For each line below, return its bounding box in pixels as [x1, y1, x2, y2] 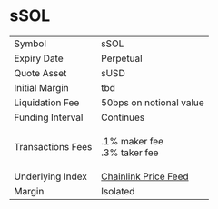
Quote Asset [14, 66, 67, 79]
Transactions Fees [14, 140, 93, 153]
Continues [101, 111, 145, 124]
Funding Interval [14, 111, 84, 124]
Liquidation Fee [14, 96, 80, 109]
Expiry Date [14, 52, 64, 65]
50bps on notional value [101, 96, 204, 109]
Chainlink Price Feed [101, 170, 189, 183]
